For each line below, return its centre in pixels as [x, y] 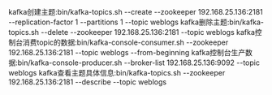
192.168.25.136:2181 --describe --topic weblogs [88, 82]
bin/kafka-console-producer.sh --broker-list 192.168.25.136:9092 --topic [138, 63]
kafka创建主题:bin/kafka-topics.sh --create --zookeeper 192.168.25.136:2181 [136, 12]
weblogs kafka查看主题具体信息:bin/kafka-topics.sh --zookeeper [117, 73]
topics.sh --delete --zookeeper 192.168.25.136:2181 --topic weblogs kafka [132, 32]
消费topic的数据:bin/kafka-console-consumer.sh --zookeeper [125, 42]
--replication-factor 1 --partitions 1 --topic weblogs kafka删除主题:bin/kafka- [136, 22]
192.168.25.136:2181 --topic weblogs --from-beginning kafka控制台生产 [127, 52]
